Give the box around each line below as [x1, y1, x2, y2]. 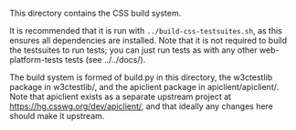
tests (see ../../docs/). [65, 55, 146, 65]
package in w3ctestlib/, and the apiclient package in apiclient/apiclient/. [9, 82, 280, 92]
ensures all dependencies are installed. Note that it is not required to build [9, 35, 288, 45]
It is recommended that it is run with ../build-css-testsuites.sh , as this [9, 25, 283, 35]
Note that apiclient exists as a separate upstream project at [9, 91, 231, 102]
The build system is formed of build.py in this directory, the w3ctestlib [9, 72, 273, 83]
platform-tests [9, 55, 64, 65]
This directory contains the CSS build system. [9, 8, 182, 18]
